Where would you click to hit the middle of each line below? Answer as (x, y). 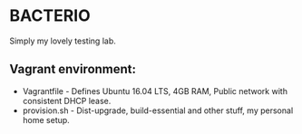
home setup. (46, 120)
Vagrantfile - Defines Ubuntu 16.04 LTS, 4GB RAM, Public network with (155, 91)
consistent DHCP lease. (67, 100)
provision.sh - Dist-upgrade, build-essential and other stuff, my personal (158, 110)
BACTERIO (50, 16)
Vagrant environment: (73, 69)
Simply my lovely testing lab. (63, 41)
